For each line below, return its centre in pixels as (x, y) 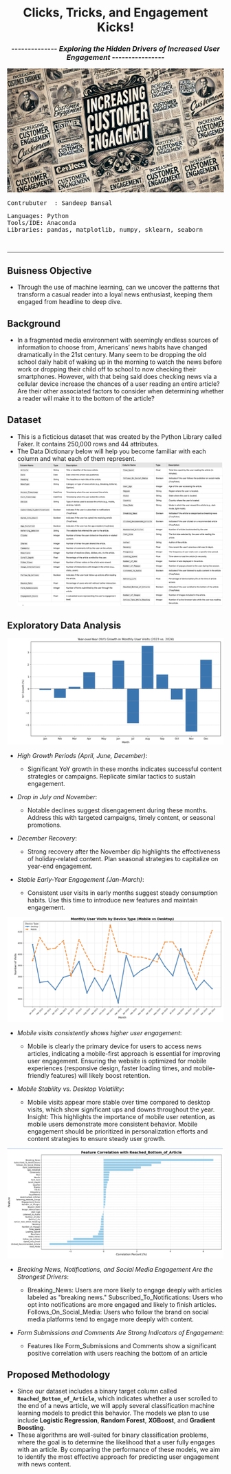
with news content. (44, 1464)
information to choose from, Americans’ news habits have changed (112, 347)
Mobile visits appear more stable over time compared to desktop (119, 1103)
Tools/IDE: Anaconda (42, 223)
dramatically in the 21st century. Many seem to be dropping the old (112, 355)
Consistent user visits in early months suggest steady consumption (122, 893)
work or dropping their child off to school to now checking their (107, 369)
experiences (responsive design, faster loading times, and (110, 1068)
